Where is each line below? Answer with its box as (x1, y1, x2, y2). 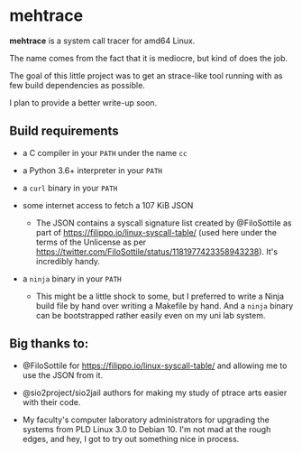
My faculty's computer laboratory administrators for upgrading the (22, 414, 270, 425)
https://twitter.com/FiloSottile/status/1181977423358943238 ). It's (35, 245, 278, 257)
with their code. (22, 396, 81, 407)
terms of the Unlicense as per (35, 236, 147, 247)
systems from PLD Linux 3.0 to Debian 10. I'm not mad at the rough (22, 423, 271, 434)
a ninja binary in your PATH (22, 273, 122, 284)
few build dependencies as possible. (9, 79, 146, 90)
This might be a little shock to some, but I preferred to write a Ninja (35, 291, 285, 301)
